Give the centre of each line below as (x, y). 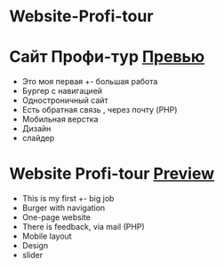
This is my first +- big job (68, 199)
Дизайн (36, 129)
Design (35, 246)
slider (32, 255)
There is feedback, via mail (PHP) (83, 227)
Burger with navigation (64, 208)
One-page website (56, 217)
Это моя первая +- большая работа (90, 82)
